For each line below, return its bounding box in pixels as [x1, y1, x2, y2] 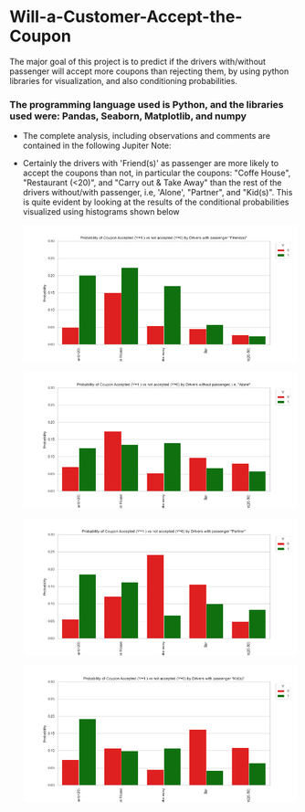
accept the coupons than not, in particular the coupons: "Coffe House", [22, 167, 291, 179]
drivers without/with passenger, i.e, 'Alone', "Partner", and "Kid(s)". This [22, 187, 293, 198]
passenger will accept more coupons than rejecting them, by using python [9, 66, 289, 77]
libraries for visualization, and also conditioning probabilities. [9, 75, 237, 86]
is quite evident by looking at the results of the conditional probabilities [22, 196, 289, 207]
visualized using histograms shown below [22, 206, 180, 217]
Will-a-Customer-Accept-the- [9, 6, 243, 27]
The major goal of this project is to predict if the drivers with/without [9, 56, 267, 67]
